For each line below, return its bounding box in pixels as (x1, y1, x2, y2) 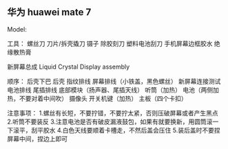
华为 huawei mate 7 (7, 6, 92, 19)
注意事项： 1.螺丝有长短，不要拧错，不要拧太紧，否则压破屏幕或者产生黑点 (7, 108, 218, 117)
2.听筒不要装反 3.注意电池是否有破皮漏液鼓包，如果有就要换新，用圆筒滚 (7, 117, 213, 126)
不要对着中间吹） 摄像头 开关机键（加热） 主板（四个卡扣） (19, 94, 187, 102)
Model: (7, 25, 28, 33)
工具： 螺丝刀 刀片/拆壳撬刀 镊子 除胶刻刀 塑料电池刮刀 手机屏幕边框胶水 (7, 39, 213, 47)
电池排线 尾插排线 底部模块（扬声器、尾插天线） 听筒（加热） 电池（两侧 (7, 85, 214, 94)
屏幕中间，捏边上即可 (7, 135, 68, 143)
